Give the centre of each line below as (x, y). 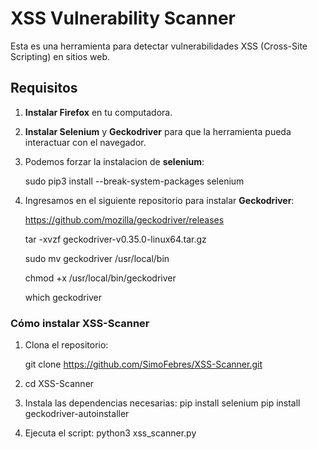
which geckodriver (63, 297)
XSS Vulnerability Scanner (123, 18)
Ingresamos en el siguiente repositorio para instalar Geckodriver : (159, 200)
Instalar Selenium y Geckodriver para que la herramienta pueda (158, 131)
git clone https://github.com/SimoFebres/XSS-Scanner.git (143, 364)
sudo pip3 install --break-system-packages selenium (134, 181)
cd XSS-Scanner (59, 384)
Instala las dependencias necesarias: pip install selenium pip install (162, 403)
